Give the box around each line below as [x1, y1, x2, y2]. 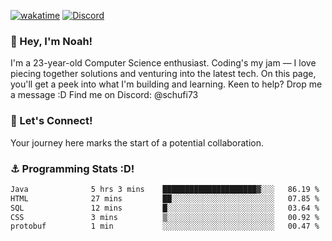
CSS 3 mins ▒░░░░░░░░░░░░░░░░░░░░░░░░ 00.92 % [10, 212, 320, 222]
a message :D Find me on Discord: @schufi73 [10, 89, 199, 101]
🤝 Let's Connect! [10, 114, 93, 128]
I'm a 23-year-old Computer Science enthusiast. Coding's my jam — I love [10, 57, 317, 69]
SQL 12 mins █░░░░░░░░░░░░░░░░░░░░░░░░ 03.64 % [10, 203, 320, 213]
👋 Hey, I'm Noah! [10, 34, 93, 48]
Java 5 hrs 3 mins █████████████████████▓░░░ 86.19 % [10, 184, 320, 194]
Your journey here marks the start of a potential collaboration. [10, 136, 265, 149]
